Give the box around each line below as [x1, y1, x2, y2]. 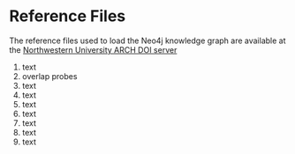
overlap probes [21, 70, 78, 81]
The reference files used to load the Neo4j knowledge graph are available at [9, 35, 286, 46]
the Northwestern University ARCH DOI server [9, 44, 178, 55]
